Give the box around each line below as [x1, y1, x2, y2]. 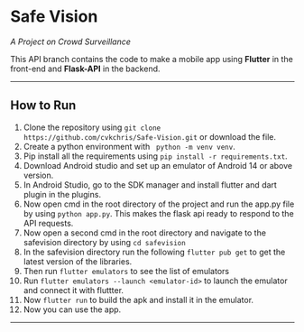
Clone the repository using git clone [23, 122, 161, 133]
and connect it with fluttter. [23, 284, 124, 295]
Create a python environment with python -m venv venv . [23, 141, 235, 152]
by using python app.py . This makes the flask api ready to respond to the [23, 207, 294, 218]
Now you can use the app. [23, 304, 122, 315]
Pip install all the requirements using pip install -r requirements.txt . [23, 151, 288, 161]
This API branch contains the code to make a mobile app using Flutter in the [10, 53, 294, 64]
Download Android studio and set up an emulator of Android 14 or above [23, 160, 292, 171]
